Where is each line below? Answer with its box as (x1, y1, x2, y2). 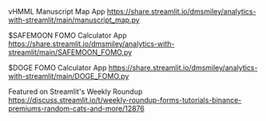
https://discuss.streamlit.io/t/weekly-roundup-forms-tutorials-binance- (8, 96, 242, 104)
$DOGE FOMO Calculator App (8, 63, 107, 72)
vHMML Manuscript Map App (8, 7, 105, 16)
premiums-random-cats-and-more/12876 (8, 103, 145, 113)
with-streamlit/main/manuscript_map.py (8, 15, 140, 25)
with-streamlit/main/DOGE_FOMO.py (8, 72, 129, 80)
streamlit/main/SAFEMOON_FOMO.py (8, 48, 133, 57)
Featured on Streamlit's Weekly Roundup (8, 87, 143, 96)
